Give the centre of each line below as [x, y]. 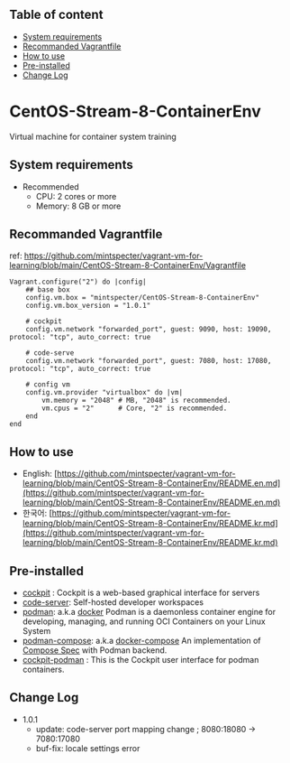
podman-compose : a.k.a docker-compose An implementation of [141, 641]
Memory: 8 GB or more [78, 206]
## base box [48, 290]
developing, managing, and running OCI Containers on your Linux [144, 621]
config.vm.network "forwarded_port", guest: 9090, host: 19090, [149, 330]
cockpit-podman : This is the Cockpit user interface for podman [140, 660]
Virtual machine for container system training [93, 136]
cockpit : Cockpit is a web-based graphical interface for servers [141, 592]
